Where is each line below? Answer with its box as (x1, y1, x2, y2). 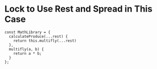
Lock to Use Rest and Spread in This (4, 3, 153, 15)
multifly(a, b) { (9, 47, 44, 52)
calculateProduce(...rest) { (9, 34, 68, 39)
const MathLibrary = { (4, 30, 51, 34)
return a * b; (13, 51, 42, 56)
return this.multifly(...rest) (13, 38, 77, 43)
